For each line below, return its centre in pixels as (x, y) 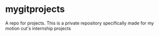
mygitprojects (35, 9)
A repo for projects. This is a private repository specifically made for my (80, 23)
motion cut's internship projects (38, 28)
